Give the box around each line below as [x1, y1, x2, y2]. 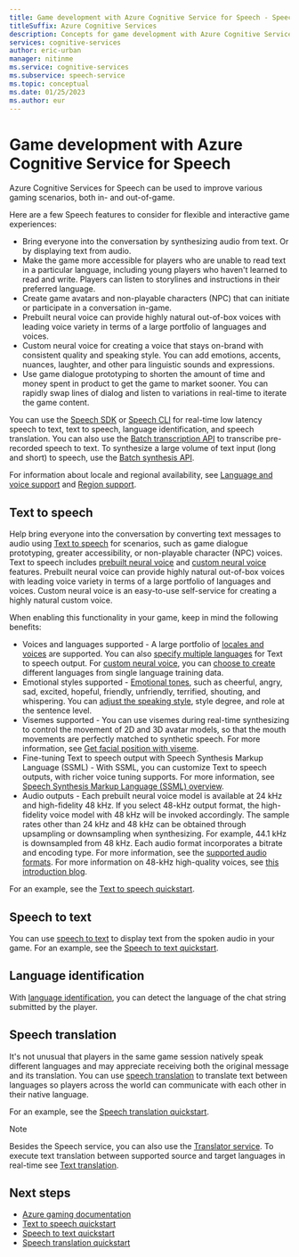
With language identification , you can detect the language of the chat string [9, 991, 287, 1003]
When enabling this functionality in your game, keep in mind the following [9, 612, 279, 623]
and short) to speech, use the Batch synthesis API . [9, 452, 195, 464]
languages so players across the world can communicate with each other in [9, 1080, 287, 1090]
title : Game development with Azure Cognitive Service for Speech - [9, 12, 269, 22]
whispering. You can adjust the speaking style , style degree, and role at [21, 696, 285, 707]
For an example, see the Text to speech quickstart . [9, 883, 196, 894]
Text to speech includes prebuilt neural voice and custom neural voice [9, 557, 267, 568]
